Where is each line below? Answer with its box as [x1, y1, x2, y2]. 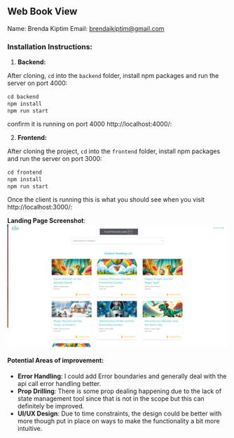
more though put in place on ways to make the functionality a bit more [17, 416, 220, 425]
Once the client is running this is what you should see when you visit [7, 195, 205, 204]
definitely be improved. [17, 401, 85, 410]
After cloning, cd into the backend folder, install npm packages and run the [7, 72, 219, 80]
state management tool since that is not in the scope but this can [17, 394, 205, 403]
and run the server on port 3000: [7, 155, 103, 163]
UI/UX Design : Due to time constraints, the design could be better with [17, 409, 222, 418]
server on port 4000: [7, 79, 68, 87]
